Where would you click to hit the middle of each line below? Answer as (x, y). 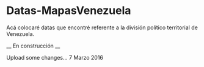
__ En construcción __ (33, 46)
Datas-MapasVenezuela (69, 11)
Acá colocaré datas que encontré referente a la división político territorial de (102, 27)
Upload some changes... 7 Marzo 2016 (55, 57)
